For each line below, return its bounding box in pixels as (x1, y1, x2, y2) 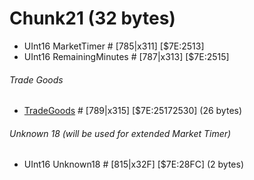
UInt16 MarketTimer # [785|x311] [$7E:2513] (23, 40, 205, 52)
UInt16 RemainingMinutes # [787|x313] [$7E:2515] (23, 50, 230, 62)
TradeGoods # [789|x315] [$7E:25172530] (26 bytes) (23, 105, 243, 117)
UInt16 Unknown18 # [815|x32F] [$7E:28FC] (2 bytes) (23, 158, 245, 171)
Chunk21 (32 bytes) (9, 7, 176, 30)
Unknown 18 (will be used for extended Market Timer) (9, 127, 232, 139)
